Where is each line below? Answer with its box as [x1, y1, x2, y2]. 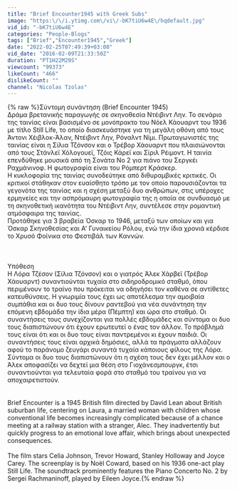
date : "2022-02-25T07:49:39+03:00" [7, 44, 113, 51]
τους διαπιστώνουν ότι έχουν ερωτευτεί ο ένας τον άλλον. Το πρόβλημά [7, 322, 224, 332]
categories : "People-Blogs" [7, 30, 91, 38]
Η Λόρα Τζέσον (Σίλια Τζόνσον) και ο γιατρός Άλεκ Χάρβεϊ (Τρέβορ [7, 270, 209, 278]
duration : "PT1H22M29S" [7, 57, 78, 64]
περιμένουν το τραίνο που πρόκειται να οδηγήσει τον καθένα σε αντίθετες [7, 285, 229, 293]
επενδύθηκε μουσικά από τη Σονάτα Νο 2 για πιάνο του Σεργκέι [7, 156, 198, 165]
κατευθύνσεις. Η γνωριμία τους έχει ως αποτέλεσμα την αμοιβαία [7, 292, 205, 301]
